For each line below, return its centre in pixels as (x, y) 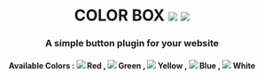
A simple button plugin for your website (132, 44)
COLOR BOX (119, 16)
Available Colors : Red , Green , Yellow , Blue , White (132, 65)
